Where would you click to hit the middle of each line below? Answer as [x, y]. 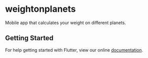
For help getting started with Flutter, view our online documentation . [74, 50]
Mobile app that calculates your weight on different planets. [66, 23]
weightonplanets [40, 9]
